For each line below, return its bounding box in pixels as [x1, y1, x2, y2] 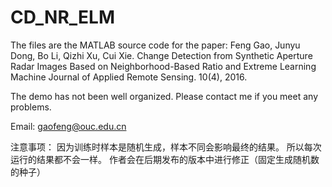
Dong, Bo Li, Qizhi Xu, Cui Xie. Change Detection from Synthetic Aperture [10, 49, 313, 61]
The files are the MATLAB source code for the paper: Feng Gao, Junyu [10, 39, 301, 51]
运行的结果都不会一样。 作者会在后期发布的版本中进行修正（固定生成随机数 [10, 153, 320, 165]
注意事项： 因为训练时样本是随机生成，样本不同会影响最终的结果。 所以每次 [10, 141, 322, 153]
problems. [10, 101, 52, 113]
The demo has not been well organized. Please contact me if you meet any [10, 90, 319, 102]
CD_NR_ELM [10, 6, 116, 29]
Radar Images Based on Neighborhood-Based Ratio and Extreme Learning [10, 60, 317, 72]
